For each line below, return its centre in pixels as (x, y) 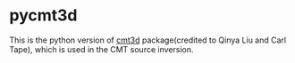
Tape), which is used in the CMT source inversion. (101, 49)
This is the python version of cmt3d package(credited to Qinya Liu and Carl (148, 40)
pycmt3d (43, 16)
